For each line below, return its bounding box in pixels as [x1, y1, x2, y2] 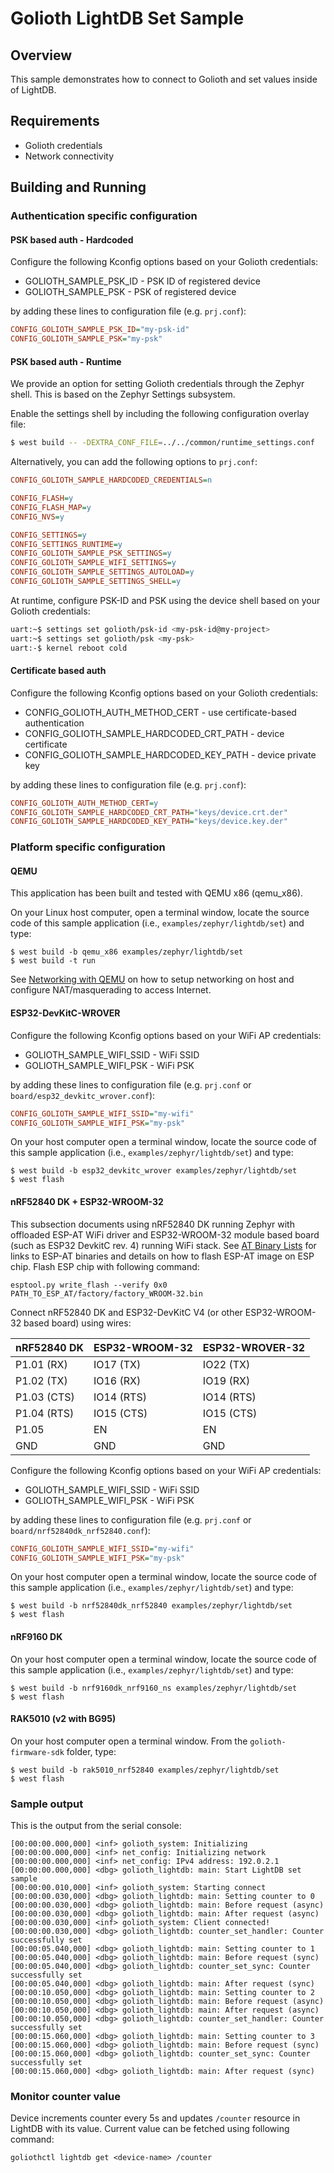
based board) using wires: [23, 1317, 132, 1329]
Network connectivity [24, 150, 115, 162]
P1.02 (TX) [15, 1373, 68, 1387]
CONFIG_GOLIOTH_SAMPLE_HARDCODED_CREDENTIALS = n [10, 475, 213, 486]
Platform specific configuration [10, 840, 166, 854]
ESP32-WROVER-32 [202, 1340, 306, 1354]
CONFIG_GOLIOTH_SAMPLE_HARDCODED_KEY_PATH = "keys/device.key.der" [10, 817, 288, 827]
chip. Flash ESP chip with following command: [10, 1260, 200, 1272]
